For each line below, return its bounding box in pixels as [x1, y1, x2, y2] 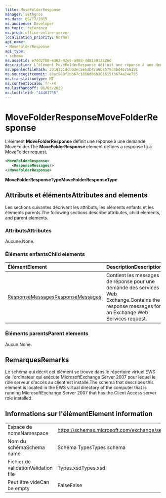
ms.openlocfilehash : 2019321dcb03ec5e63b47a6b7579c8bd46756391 [5, 67, 138, 72]
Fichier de [7, 458, 31, 465]
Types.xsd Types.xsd [57, 464, 106, 471]
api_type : [5, 49, 26, 54]
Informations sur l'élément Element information [5, 409, 153, 418]
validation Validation [7, 464, 53, 471]
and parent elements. [5, 215, 48, 221]
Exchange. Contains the [106, 297, 160, 304]
